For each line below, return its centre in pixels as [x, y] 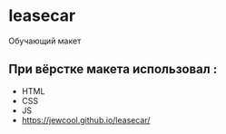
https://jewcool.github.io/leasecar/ [86, 120]
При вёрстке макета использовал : [113, 69]
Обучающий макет [45, 41]
